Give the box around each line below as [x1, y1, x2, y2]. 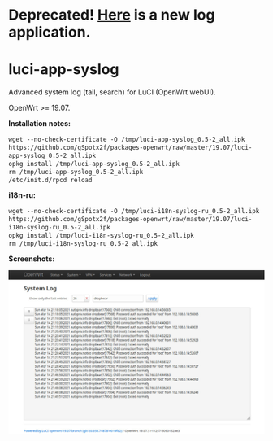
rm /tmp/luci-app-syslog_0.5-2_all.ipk [8, 168, 144, 177]
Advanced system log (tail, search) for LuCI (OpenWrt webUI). [8, 87, 217, 97]
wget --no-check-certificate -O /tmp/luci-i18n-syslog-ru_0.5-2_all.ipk [8, 207, 260, 216]
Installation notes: [8, 119, 71, 129]
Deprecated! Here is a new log [8, 6, 215, 24]
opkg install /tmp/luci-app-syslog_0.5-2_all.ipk [8, 160, 180, 168]
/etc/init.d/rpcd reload [8, 177, 93, 185]
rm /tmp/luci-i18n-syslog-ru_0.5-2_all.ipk [8, 240, 158, 248]
